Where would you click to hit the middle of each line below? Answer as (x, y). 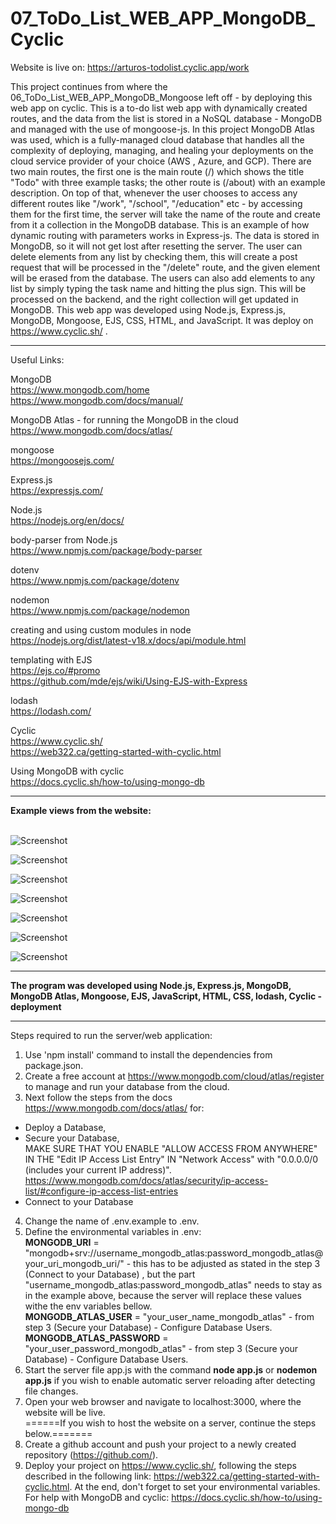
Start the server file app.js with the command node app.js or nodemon (171, 1369)
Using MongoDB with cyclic (67, 771)
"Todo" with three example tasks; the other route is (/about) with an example (168, 182)
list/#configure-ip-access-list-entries (101, 1191)
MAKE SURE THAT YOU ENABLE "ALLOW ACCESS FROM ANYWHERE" (171, 1148)
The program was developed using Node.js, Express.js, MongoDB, (151, 985)
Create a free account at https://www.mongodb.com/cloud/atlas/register (174, 1076)
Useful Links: (37, 359)
